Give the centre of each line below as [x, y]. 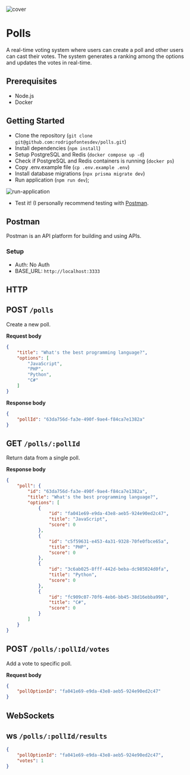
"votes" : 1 [30, 761]
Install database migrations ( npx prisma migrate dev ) [80, 173]
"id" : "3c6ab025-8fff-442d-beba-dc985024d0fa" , [109, 569]
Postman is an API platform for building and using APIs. [74, 236]
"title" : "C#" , [67, 603]
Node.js [24, 96]
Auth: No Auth [32, 264]
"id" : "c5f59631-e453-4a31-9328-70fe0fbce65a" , [109, 541]
